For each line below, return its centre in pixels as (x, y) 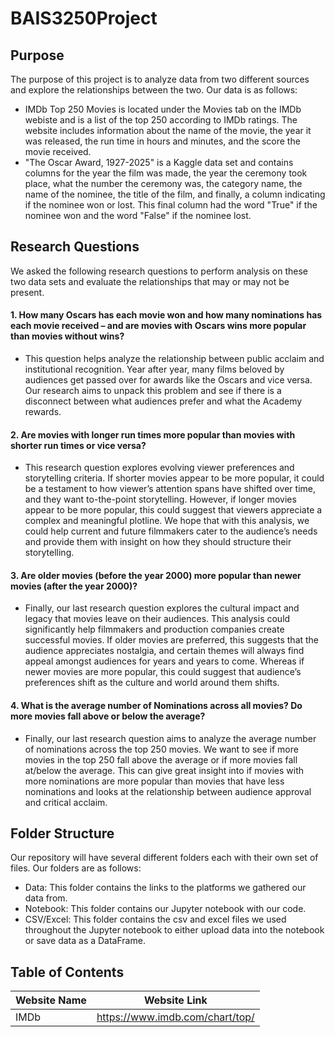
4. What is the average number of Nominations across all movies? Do (156, 706)
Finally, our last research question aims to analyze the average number (170, 738)
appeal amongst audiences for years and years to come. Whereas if (164, 661)
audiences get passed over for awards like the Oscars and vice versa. (168, 380)
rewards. (43, 412)
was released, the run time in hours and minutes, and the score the (162, 141)
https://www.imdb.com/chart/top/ (175, 1017)
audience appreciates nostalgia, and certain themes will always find (164, 651)
